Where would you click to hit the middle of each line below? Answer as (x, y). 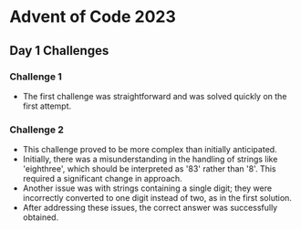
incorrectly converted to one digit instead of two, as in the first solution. (157, 198)
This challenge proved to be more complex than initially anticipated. (150, 150)
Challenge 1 (36, 77)
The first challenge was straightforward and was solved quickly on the (155, 96)
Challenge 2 (36, 130)
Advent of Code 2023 (93, 17)
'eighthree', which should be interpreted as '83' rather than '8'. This (149, 169)
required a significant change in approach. (102, 179)
